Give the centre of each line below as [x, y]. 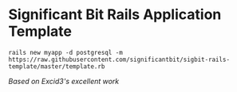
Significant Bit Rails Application [115, 15]
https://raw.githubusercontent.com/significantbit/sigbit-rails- [119, 59]
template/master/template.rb [57, 66]
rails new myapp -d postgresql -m [66, 52]
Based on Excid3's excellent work [64, 81]
